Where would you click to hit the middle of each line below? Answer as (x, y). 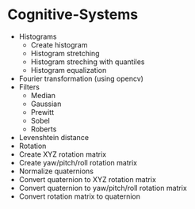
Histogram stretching (65, 53)
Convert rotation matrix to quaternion (79, 196)
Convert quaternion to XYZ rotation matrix (87, 179)
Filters (29, 87)
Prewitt (42, 112)
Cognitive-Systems (73, 15)
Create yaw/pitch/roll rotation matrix (78, 162)
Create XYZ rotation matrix (63, 154)
